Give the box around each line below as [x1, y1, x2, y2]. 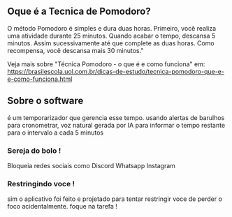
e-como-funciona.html [7, 75, 73, 83]
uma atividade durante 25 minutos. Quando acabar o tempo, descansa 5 [7, 31, 216, 40]
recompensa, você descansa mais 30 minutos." [7, 46, 144, 54]
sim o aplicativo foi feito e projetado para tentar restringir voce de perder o [7, 195, 222, 203]
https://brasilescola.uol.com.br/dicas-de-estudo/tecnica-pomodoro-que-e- [7, 67, 225, 75]
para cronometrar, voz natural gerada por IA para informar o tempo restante [7, 121, 226, 129]
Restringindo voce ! [7, 179, 75, 188]
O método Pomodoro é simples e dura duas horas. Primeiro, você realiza [7, 24, 217, 32]
